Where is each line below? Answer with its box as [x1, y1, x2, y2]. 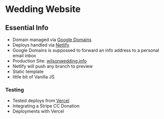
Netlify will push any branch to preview [12, 63, 93, 69]
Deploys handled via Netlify [12, 42, 69, 48]
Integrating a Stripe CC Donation [12, 103, 80, 109]
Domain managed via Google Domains [12, 36, 91, 42]
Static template [12, 68, 44, 74]
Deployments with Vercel [12, 108, 64, 114]
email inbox [12, 52, 36, 58]
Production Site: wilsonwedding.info [12, 58, 87, 63]
